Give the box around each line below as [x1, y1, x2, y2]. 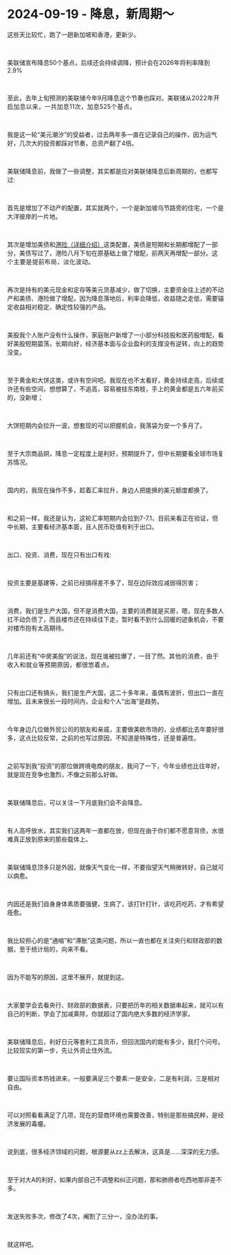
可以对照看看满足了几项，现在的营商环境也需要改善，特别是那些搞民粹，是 [7, 1111, 218, 1119]
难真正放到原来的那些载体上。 [7, 835, 91, 843]
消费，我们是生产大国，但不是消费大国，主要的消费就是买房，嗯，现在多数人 [7, 606, 224, 614]
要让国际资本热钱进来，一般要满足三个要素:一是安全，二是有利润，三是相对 [7, 1074, 220, 1083]
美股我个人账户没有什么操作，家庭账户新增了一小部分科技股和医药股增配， [7, 330, 218, 339]
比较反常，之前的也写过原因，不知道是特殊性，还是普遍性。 [30, 734, 200, 742]
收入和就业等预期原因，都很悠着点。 [7, 660, 113, 669]
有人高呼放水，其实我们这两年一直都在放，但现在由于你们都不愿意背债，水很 [7, 826, 224, 834]
